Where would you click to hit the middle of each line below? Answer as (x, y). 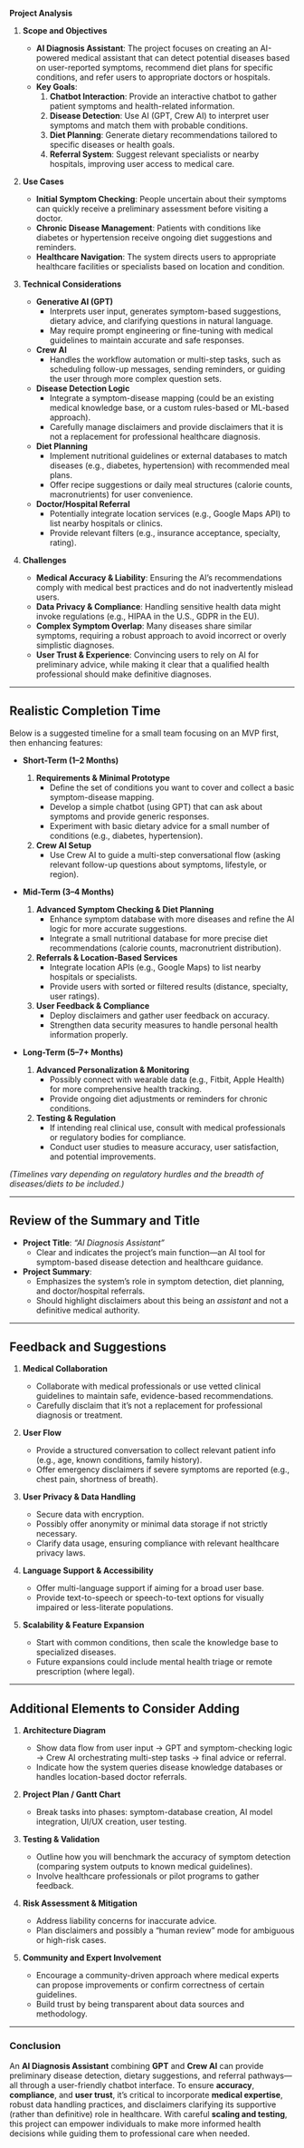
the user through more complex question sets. (135, 379)
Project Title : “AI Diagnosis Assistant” (94, 1243)
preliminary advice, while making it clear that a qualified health (152, 664)
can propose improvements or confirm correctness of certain (150, 1985)
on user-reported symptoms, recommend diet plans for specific (155, 68)
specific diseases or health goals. (112, 145)
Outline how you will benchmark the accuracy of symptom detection (163, 1857)
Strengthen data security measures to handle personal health (164, 1025)
